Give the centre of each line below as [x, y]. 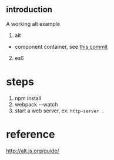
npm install [28, 98]
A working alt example [33, 24]
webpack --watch [36, 104]
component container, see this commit [61, 46]
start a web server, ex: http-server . [59, 111]
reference [31, 134]
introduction [29, 10]
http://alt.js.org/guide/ [33, 151]
